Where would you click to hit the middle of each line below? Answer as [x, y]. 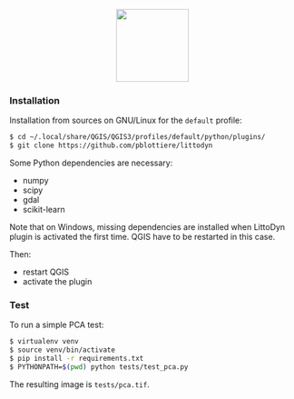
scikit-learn [44, 210]
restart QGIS [46, 272]
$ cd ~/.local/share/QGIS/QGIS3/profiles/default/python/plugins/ [137, 137]
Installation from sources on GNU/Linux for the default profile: [126, 120]
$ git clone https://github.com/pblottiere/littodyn [111, 145]
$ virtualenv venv [44, 342]
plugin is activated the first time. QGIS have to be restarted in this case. [142, 237]
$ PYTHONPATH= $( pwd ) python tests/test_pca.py [99, 367]
